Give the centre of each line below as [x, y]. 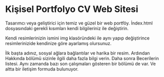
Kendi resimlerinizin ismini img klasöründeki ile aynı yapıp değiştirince [77, 38]
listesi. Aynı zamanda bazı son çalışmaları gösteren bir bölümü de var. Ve [80, 63]
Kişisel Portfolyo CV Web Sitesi [72, 9]
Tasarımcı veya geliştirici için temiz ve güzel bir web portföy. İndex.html [79, 23]
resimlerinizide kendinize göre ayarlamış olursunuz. [58, 43]
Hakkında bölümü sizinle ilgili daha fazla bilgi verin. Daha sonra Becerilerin [82, 58]
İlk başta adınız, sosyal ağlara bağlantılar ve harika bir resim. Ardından [77, 53]
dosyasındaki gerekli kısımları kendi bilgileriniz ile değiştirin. [67, 28]
